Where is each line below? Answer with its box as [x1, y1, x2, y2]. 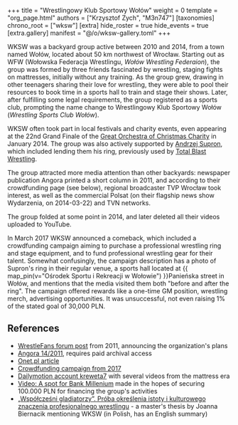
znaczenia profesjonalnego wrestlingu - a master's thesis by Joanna [17, 402, 218, 410]
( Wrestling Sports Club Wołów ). [7, 110, 99, 119]
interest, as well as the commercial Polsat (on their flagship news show [7, 191, 215, 199]
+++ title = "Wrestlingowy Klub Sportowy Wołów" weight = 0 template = [7, 6, 218, 14]
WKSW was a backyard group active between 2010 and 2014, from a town [7, 43, 225, 51]
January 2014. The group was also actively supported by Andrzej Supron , [7, 140, 223, 148]
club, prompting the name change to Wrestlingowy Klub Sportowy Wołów [7, 103, 222, 111]
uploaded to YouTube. [7, 220, 72, 229]
